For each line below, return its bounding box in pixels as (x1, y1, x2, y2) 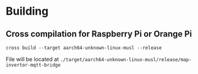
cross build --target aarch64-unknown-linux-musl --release (5, 45, 163, 51)
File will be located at (5, 56, 59, 62)
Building (5, 4, 49, 18)
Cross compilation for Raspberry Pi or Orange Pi (5, 29, 193, 39)
